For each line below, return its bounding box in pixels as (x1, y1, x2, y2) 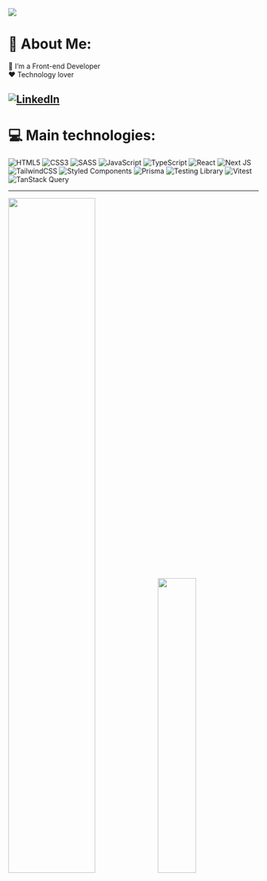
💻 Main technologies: (8, 126, 157, 144)
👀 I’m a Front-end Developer (8, 61, 101, 71)
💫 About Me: (8, 35, 92, 53)
